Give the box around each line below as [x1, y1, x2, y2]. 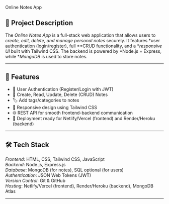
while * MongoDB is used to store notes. [5, 53, 88, 59]
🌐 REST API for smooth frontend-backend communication [12, 110, 133, 116]
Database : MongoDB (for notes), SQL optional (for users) [5, 167, 124, 173]
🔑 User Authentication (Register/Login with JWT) [12, 86, 114, 92]
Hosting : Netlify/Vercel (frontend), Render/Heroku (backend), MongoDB [5, 183, 153, 189]
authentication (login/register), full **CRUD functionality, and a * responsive [5, 43, 162, 49]
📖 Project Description [5, 19, 73, 27]
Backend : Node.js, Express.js [5, 162, 66, 168]
